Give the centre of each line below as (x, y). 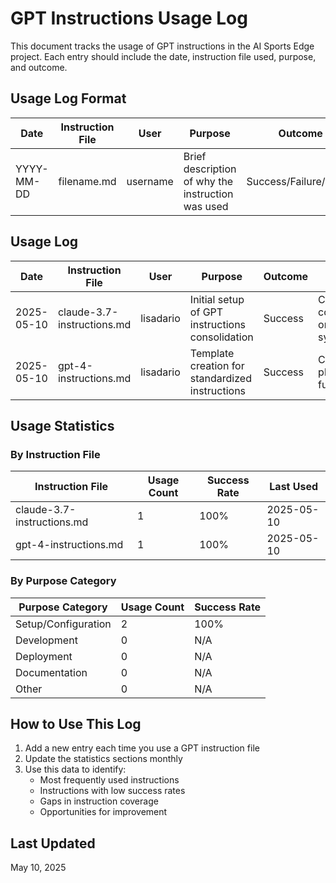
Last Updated (53, 843)
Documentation (51, 672)
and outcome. (39, 67)
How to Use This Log (76, 723)
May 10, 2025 (38, 868)
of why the (208, 181)
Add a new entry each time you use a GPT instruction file (142, 748)
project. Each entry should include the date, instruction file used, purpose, (163, 56)
